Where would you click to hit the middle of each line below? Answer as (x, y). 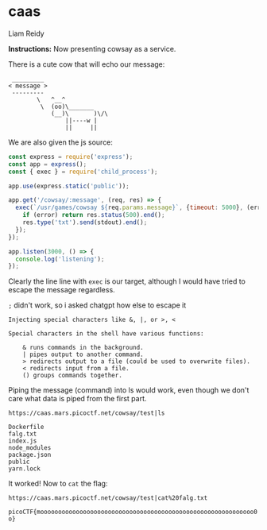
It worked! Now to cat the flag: (58, 484)
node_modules (30, 448)
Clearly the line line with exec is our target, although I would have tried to (127, 281)
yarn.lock (25, 469)
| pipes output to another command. (83, 355)
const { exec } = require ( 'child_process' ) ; (83, 172)
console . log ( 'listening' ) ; (60, 259)
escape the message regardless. (62, 290)
